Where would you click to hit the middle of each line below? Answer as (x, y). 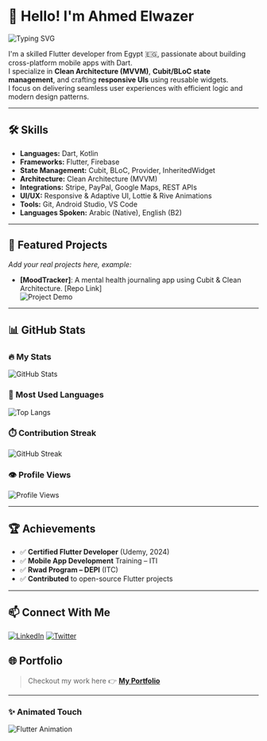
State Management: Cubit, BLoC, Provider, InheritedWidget (118, 170)
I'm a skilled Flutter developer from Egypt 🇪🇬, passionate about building (127, 53)
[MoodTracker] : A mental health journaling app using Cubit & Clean (130, 280)
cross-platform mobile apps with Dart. (70, 62)
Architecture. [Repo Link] (61, 288)
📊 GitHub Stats (47, 330)
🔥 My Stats (30, 356)
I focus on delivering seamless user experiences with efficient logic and (126, 88)
